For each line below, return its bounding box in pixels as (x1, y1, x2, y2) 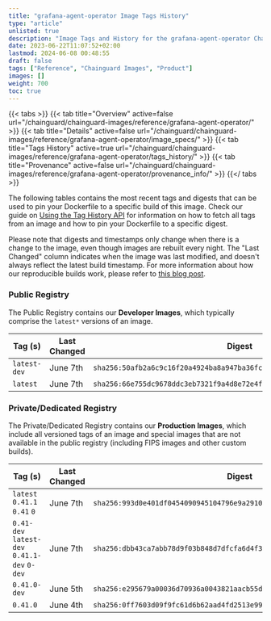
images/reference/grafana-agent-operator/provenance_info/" (8, 169, 213, 178)
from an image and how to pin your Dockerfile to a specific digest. (8, 219, 228, 229)
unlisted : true (8, 27, 60, 35)
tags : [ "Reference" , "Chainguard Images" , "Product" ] (8, 65, 194, 73)
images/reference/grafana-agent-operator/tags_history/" (8, 152, 198, 162)
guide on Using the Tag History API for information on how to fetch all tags (8, 211, 256, 220)
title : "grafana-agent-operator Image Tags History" (8, 11, 190, 20)
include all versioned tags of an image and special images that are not (8, 429, 241, 438)
